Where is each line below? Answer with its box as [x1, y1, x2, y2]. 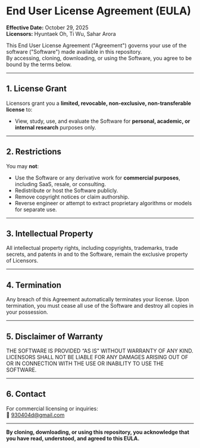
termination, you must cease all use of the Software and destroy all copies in [6, 302, 194, 310]
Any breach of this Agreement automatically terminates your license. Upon [6, 296, 189, 303]
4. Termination [6, 280, 61, 290]
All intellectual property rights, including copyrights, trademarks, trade [6, 245, 179, 252]
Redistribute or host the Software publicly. [14, 187, 118, 194]
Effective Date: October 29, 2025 [6, 24, 89, 31]
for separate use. [14, 206, 57, 213]
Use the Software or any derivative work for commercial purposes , [14, 174, 180, 181]
